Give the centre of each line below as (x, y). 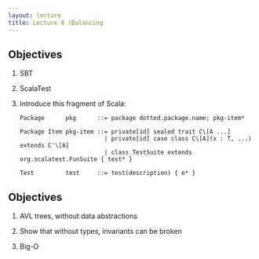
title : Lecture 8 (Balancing (56, 23)
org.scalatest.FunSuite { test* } (76, 159)
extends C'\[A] (44, 146)
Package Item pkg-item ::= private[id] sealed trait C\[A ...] (125, 132)
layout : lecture (35, 15)
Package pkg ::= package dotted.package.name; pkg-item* (132, 119)
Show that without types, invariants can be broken (101, 232)
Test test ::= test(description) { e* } (108, 173)
